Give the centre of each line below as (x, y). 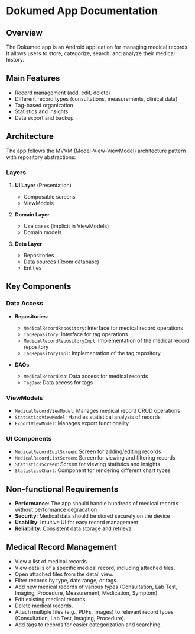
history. (15, 60)
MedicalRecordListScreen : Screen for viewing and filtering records (95, 458)
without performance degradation (56, 510)
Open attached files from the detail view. (64, 574)
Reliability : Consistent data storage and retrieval (74, 528)
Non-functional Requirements (62, 489)
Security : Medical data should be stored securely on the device (92, 516)
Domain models (43, 232)
